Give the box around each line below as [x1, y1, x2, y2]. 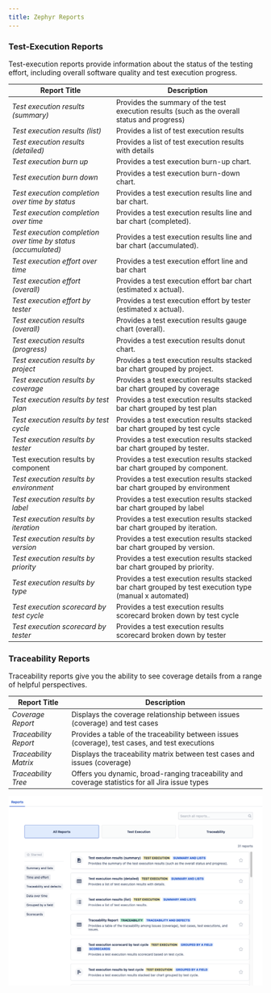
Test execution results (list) [11, 125, 102, 135]
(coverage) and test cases [71, 718, 159, 728]
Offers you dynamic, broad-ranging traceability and [71, 769, 244, 779]
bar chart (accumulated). [115, 240, 199, 250]
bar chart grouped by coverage [115, 384, 220, 394]
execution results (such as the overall [115, 106, 240, 116]
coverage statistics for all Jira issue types [71, 777, 209, 788]
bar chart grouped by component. [115, 463, 228, 473]
